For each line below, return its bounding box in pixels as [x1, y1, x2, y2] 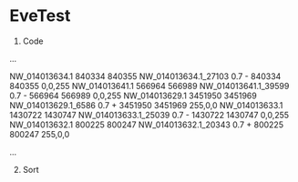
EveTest [9, 5, 71, 26]
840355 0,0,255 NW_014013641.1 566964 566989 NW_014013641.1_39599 [9, 80, 290, 91]
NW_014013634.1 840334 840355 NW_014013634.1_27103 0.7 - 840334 [9, 70, 282, 82]
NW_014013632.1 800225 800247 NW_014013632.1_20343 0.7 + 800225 [9, 119, 284, 130]
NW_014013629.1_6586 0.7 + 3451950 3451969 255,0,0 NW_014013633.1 [9, 99, 283, 110]
